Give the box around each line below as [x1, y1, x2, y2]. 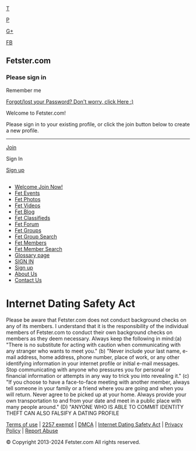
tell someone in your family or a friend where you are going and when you [6, 385, 184, 392]
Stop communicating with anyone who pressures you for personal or [6, 366, 171, 373]
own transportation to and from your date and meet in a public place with [6, 397, 182, 404]
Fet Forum [14, 221, 40, 228]
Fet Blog [14, 208, 35, 215]
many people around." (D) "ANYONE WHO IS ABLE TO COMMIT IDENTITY [6, 404, 184, 411]
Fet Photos [14, 196, 41, 203]
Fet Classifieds [14, 215, 51, 222]
